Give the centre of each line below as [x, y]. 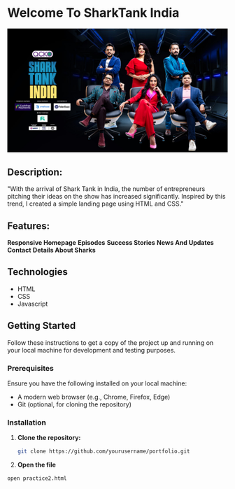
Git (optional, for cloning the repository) [74, 404]
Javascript [33, 304]
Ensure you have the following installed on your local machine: [97, 383]
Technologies [38, 272]
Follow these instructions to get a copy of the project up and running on [111, 342]
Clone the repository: [49, 438]
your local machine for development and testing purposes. [92, 350]
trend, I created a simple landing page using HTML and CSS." [95, 204]
